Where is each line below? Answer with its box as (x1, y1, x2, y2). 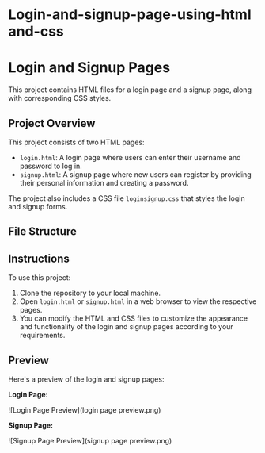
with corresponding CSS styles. (8, 94, 112, 103)
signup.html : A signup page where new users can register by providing (19, 169, 252, 179)
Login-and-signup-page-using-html (8, 6, 252, 24)
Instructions (8, 251, 70, 265)
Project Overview (8, 117, 96, 130)
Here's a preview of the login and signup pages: (8, 374, 165, 384)
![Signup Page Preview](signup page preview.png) (8, 436, 172, 445)
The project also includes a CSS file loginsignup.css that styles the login (8, 193, 245, 203)
